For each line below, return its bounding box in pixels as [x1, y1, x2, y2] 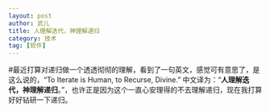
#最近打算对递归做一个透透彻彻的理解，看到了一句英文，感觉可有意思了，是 [8, 65, 260, 75]
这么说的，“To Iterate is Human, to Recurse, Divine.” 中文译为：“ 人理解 [8, 75, 243, 85]
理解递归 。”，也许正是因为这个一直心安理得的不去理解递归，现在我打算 [29, 85, 263, 95]
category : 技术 [8, 34, 57, 43]
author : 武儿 [8, 19, 50, 27]
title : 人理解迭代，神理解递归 [8, 27, 100, 35]
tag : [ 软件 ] [8, 42, 46, 50]
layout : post [8, 11, 52, 20]
